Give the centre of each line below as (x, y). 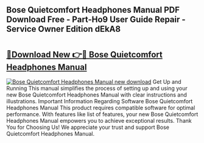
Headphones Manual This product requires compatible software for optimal (101, 108)
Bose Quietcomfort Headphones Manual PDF (93, 10)
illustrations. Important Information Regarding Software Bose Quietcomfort (100, 101)
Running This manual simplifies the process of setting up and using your (97, 88)
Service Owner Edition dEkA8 (63, 29)
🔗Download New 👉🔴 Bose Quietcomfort (84, 54)
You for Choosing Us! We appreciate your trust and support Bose (88, 127)
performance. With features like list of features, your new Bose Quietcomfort (102, 114)
